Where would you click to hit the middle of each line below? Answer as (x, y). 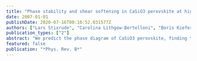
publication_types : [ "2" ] (38, 33)
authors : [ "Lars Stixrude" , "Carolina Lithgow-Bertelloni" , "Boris (90, 28)
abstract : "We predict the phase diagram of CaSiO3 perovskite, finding (97, 38)
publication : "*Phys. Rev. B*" (44, 49)
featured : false (26, 44)
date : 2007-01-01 (27, 17)
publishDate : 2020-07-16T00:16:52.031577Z (59, 22)
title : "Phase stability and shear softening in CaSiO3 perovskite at (94, 11)
